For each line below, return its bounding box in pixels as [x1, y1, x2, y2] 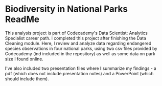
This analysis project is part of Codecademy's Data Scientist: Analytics [5, 30, 148, 36]
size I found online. [5, 56, 44, 62]
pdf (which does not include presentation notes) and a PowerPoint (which [5, 70, 154, 76]
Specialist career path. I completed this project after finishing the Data [5, 35, 146, 41]
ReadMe [5, 14, 40, 25]
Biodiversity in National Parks [5, 3, 128, 15]
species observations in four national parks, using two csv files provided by [5, 45, 158, 51]
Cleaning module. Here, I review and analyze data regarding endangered [5, 40, 152, 46]
